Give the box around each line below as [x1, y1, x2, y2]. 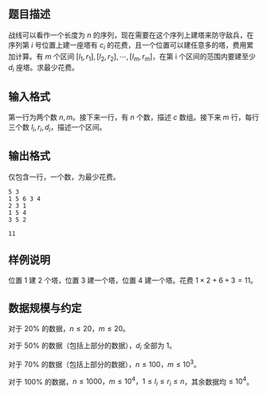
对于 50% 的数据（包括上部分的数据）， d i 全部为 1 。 [8, 341, 177, 353]
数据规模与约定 [8, 301, 82, 314]
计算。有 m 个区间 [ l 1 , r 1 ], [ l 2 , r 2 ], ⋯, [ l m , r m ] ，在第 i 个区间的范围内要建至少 [14, 51, 257, 63]
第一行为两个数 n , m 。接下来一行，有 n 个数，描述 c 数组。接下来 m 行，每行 [8, 112, 260, 122]
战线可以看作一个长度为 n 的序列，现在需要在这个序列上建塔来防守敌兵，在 [8, 30, 254, 40]
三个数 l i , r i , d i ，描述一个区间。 [8, 123, 107, 134]
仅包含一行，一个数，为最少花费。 [8, 172, 120, 181]
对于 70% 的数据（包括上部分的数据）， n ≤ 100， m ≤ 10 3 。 [8, 358, 202, 369]
